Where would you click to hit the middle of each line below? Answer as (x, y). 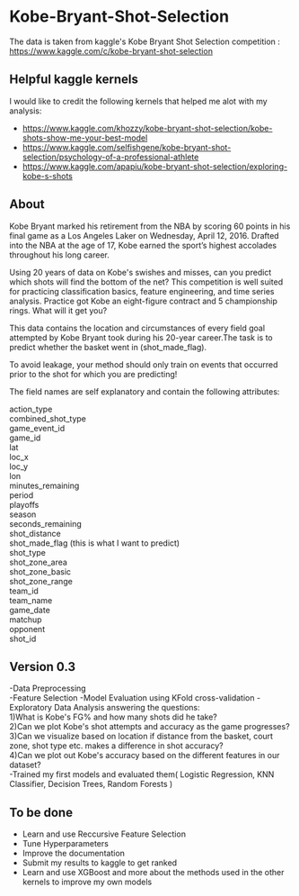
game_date (30, 610)
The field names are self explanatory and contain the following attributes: (145, 391)
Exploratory (31, 708)
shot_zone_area (38, 562)
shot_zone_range (41, 581)
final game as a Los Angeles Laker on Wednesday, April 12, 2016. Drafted (145, 235)
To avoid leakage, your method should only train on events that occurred (144, 364)
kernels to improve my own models (87, 882)
